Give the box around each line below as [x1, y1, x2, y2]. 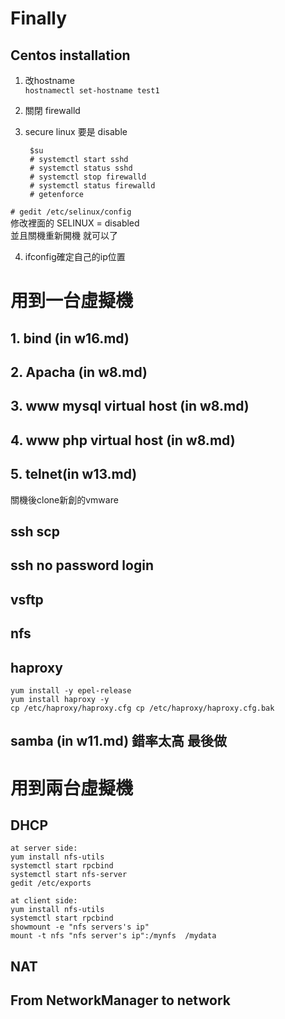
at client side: [10, 896, 78, 906]
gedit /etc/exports [10, 878, 92, 889]
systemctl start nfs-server [10, 870, 128, 880]
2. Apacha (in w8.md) [10, 363, 148, 381]
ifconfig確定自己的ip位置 [24, 251, 126, 262]
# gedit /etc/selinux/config [10, 207, 132, 217]
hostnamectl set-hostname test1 [24, 86, 160, 96]
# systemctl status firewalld [29, 181, 156, 191]
